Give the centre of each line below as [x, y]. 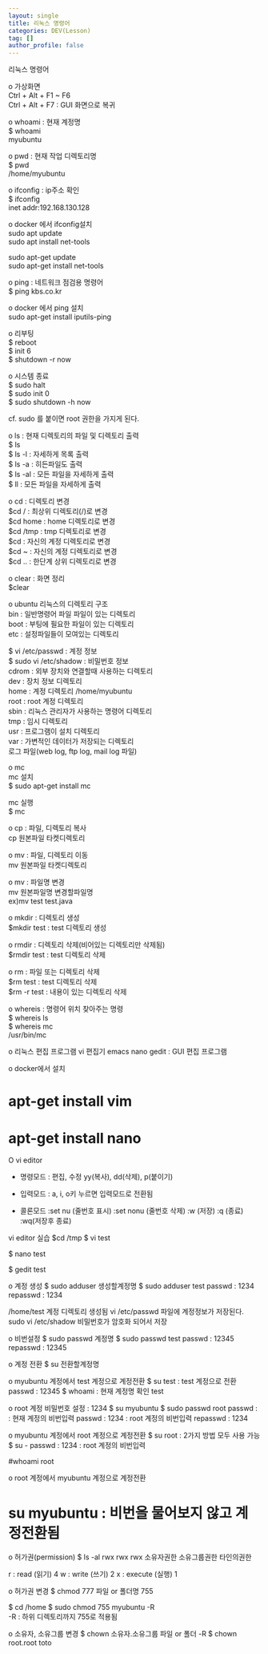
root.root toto [30, 1643]
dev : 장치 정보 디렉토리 [45, 681]
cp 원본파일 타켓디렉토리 [47, 838]
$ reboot [23, 342]
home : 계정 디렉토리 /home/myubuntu [70, 691]
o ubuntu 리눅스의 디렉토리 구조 [58, 604]
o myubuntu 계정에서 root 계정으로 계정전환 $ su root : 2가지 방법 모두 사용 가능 [134, 1435]
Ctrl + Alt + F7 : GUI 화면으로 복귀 [62, 105]
